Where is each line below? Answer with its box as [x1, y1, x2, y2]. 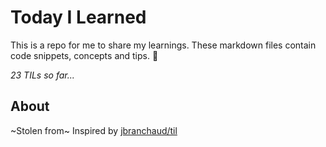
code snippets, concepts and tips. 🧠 [10, 49, 159, 61]
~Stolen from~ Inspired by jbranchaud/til [10, 124, 178, 136]
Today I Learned [10, 6, 147, 29]
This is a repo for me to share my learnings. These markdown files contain [10, 39, 317, 51]
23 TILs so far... [10, 69, 75, 81]
